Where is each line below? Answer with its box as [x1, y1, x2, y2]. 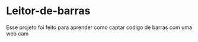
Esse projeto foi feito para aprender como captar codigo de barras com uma [6, 24, 193, 31]
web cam [6, 30, 29, 37]
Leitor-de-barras [6, 4, 91, 18]
